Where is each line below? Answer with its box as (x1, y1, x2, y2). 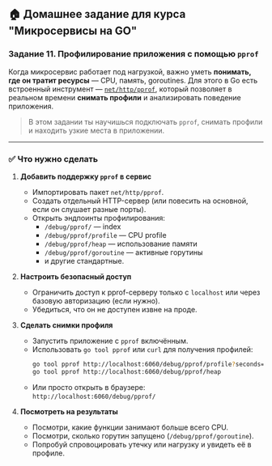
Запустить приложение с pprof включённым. (32, 336, 189, 345)
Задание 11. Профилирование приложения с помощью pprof (8, 49, 259, 60)
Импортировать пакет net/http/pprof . (32, 187, 164, 197)
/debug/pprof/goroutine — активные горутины (44, 247, 203, 257)
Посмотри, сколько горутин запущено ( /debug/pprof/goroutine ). (32, 430, 254, 440)
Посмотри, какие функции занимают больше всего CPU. (32, 422, 229, 432)
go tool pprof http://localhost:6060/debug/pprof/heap (32, 367, 221, 375)
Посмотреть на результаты (19, 406, 119, 416)
